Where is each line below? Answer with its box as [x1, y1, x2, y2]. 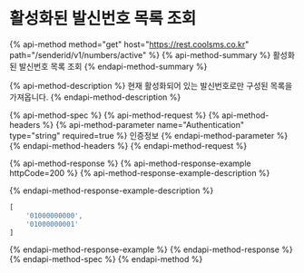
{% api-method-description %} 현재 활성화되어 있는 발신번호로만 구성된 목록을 [9, 80, 293, 91]
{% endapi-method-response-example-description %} [9, 185, 214, 196]
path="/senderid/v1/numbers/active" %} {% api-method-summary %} [9, 49, 271, 60]
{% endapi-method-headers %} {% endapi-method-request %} [9, 140, 248, 151]
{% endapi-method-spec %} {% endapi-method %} [9, 254, 203, 265]
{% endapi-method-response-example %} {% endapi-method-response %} [9, 244, 293, 255]
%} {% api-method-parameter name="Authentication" [42, 119, 245, 130]
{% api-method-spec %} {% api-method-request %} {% [9, 110, 221, 121]
